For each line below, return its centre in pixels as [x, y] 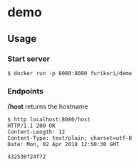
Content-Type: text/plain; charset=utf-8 [70, 138]
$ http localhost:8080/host [49, 120]
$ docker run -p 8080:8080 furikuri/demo [70, 73]
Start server [29, 59]
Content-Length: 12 [36, 132]
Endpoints [26, 91]
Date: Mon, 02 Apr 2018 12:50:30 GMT [63, 145]
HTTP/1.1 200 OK [31, 126]
